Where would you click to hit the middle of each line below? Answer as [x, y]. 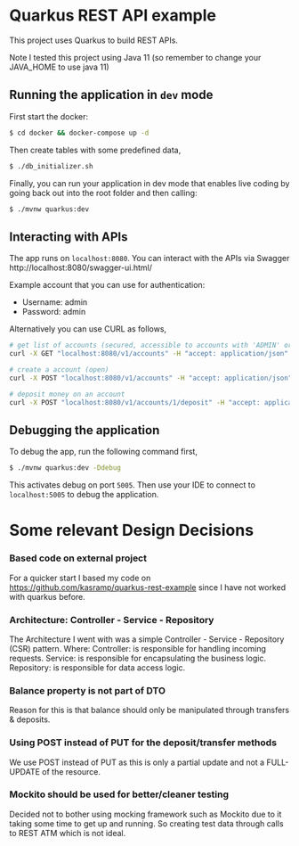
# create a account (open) [59, 370]
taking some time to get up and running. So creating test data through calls [146, 823]
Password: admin [54, 312]
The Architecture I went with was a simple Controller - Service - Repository [147, 639]
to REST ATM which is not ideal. [68, 833]
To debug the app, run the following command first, [104, 452]
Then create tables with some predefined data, [95, 150]
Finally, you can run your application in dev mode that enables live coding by [149, 183]
